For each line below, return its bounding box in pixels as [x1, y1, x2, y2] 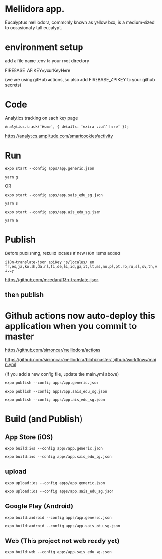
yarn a [5, 218, 18, 223]
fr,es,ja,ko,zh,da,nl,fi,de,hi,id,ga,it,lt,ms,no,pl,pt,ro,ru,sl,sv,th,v [5, 264, 158, 269]
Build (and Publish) [5, 414, 83, 425]
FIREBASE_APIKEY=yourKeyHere [5, 67, 71, 73]
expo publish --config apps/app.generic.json [5, 380, 98, 385]
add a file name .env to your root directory [5, 57, 90, 64]
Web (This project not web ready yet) [5, 537, 120, 545]
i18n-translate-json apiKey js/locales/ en [5, 259, 95, 265]
